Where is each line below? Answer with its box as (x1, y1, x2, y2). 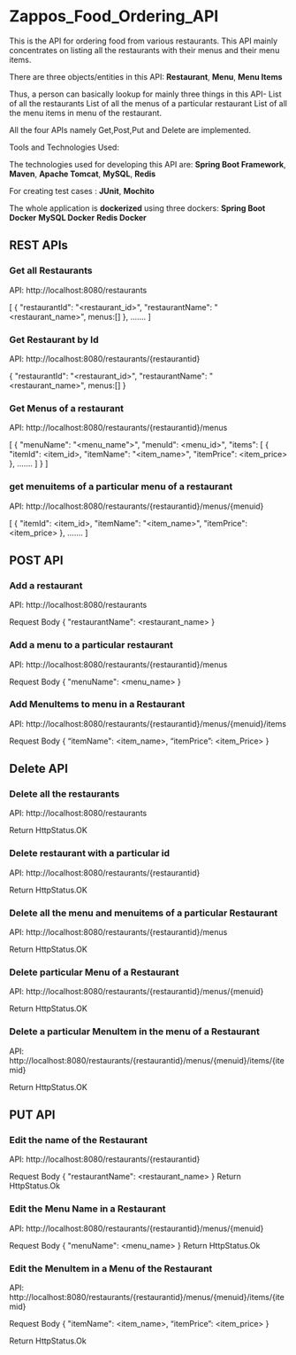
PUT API (9, 1108, 56, 1123)
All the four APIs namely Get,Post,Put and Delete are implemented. (9, 124, 252, 135)
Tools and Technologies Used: (9, 142, 119, 152)
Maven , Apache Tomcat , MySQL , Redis (9, 168, 156, 179)
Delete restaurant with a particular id (9, 847, 171, 860)
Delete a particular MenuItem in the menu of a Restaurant (9, 1025, 261, 1038)
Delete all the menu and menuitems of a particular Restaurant (9, 907, 278, 919)
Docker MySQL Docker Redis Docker (9, 212, 148, 222)
